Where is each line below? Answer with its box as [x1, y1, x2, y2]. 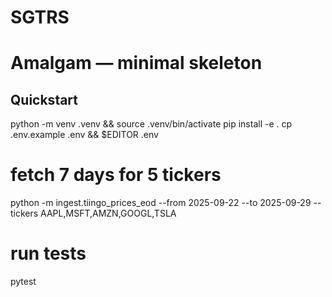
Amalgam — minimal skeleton [10, 52, 263, 75]
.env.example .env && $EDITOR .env [10, 129, 159, 141]
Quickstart [10, 91, 79, 108]
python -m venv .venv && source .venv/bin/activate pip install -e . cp [10, 118, 293, 130]
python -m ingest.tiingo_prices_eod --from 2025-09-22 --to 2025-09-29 [10, 197, 312, 209]
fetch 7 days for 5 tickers [10, 164, 222, 186]
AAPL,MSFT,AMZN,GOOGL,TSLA [40, 207, 177, 220]
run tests [10, 242, 87, 265]
